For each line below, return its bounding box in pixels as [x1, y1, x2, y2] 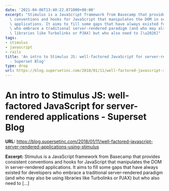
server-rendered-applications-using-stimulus [5, 144, 99, 150]
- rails [5, 49, 22, 54]
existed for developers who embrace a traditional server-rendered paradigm [5, 169, 163, 175]
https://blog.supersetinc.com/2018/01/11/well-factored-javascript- [16, 138, 153, 144]
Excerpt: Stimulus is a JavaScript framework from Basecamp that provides [5, 153, 160, 159]
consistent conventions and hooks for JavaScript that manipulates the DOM [5, 159, 162, 165]
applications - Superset [46, 111, 147, 123]
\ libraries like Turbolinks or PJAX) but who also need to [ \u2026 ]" [10, 31, 161, 36]
